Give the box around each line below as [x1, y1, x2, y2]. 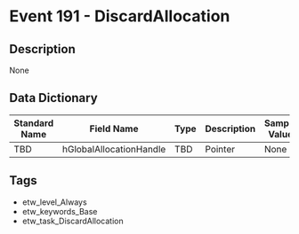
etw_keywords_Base [21, 206, 98, 216]
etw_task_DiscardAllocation [21, 215, 124, 226]
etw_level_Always [21, 197, 87, 207]
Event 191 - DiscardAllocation [9, 6, 230, 27]
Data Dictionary [9, 90, 98, 105]
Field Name [89, 122, 139, 135]
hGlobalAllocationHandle [61, 143, 166, 155]
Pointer [205, 143, 236, 155]
